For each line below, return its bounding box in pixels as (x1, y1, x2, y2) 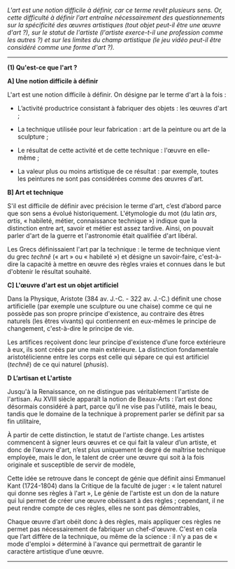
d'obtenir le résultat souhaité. (7, 268, 92, 275)
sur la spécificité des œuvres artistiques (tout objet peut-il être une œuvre (7, 21, 222, 29)
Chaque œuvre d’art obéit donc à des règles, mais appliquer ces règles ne (7, 518, 222, 526)
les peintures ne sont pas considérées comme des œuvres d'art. (17, 174, 204, 183)
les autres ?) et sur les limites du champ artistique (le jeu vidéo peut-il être (7, 36, 222, 44)
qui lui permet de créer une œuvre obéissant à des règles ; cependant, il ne (7, 497, 225, 505)
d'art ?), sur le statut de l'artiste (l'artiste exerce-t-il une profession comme (7, 28, 224, 36)
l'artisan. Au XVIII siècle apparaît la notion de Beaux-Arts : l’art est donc (7, 395, 213, 403)
